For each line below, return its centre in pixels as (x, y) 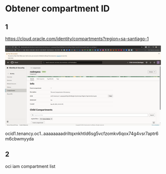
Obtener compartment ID (58, 9)
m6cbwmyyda (20, 138)
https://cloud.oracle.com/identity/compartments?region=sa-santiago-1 (77, 39)
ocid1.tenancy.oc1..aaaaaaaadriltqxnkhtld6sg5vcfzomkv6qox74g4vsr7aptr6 (82, 133)
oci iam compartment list (30, 166)
